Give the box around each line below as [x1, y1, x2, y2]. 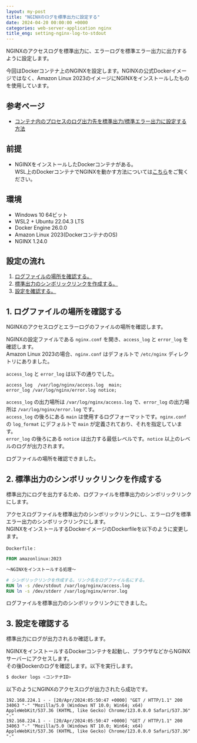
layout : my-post [6, 8, 46, 15]
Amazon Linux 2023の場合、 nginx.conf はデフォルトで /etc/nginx [6, 351, 167, 358]
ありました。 [21, 358, 53, 365]
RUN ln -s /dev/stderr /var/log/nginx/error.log [6, 588, 128, 594]
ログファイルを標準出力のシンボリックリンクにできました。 [6, 599, 151, 607]
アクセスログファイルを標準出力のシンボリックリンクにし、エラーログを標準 [6, 511, 192, 517]
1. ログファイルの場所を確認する [6, 306, 122, 316]
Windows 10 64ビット [14, 211, 68, 218]
